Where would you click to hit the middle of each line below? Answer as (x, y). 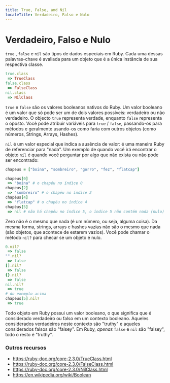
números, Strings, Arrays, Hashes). (42, 134)
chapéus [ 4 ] (17, 198)
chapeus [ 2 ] (17, 188)
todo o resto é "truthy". (29, 334)
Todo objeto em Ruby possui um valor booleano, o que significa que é (78, 313)
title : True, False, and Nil (36, 10)
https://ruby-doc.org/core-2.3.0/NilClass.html (60, 370)
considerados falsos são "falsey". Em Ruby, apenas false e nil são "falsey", (85, 329)
